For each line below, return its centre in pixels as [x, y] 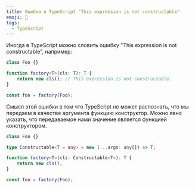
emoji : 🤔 [17, 17]
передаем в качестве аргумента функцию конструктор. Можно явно [94, 113]
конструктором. [27, 125]
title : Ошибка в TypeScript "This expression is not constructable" [93, 12]
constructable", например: [39, 52]
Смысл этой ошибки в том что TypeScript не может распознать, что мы [97, 106]
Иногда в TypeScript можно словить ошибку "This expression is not [92, 45]
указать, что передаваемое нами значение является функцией [86, 119]
